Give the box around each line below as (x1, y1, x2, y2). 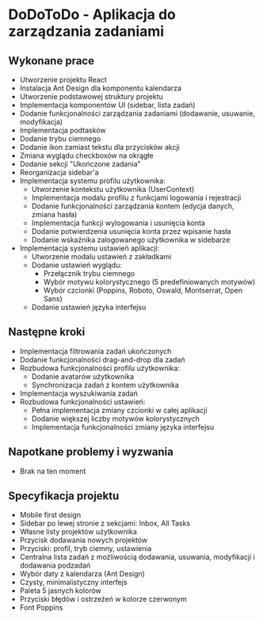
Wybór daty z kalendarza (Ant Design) (19, 569, 145, 579)
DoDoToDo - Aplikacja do (8, 6, 177, 24)
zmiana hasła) (31, 210, 78, 219)
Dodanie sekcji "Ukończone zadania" (19, 159, 141, 168)
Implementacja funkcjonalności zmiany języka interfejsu (31, 422, 215, 431)
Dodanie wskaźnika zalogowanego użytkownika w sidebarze (31, 235, 231, 244)
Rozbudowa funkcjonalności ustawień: (19, 396, 146, 406)
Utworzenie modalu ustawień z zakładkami (31, 252, 172, 261)
